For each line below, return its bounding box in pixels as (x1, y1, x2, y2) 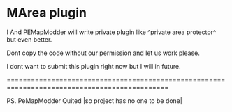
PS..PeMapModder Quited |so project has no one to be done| (6, 96, 182, 105)
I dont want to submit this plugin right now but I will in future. (6, 62, 181, 70)
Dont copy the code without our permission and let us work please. (6, 49, 200, 57)
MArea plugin (6, 5, 87, 21)
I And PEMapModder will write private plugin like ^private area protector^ (6, 28, 217, 36)
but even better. (6, 35, 52, 43)
